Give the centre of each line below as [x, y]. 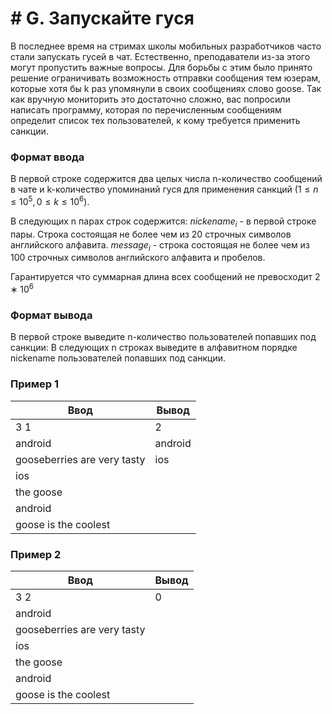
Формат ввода [47, 157]
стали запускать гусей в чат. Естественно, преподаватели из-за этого [160, 56]
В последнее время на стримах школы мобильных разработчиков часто [166, 46]
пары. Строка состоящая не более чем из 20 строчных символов [151, 234]
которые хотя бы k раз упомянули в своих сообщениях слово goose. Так [166, 88]
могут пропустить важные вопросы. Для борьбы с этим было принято [161, 67]
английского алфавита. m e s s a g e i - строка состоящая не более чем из [160, 245]
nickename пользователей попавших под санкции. [118, 358]
